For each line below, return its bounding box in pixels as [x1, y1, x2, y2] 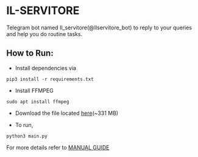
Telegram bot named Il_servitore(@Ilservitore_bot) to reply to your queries [6, 24, 192, 31]
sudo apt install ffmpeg [6, 98, 69, 104]
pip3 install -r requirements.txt [6, 76, 94, 82]
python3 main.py [6, 133, 48, 139]
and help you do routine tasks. [6, 30, 83, 37]
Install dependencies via [15, 64, 77, 71]
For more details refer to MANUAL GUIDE [6, 144, 110, 151]
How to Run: [6, 48, 54, 59]
